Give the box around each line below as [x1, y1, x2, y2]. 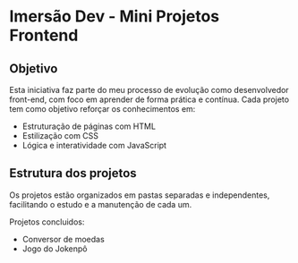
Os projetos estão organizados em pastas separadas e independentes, [9, 190, 270, 200]
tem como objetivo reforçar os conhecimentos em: [9, 104, 196, 114]
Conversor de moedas [21, 233, 105, 244]
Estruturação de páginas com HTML [21, 121, 157, 131]
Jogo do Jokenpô [21, 243, 88, 254]
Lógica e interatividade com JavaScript [21, 140, 167, 150]
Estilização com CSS [21, 131, 99, 140]
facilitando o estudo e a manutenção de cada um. [9, 199, 192, 209]
